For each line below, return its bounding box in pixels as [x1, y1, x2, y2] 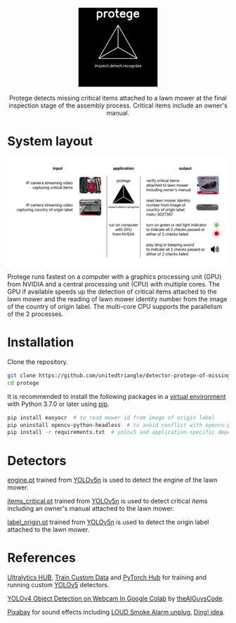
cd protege [7, 379, 39, 386]
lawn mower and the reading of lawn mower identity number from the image [7, 295, 228, 303]
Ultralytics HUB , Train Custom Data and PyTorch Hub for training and [7, 573, 207, 582]
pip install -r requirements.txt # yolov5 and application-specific [7, 429, 216, 436]
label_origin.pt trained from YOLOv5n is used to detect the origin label [7, 518, 209, 527]
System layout [7, 133, 93, 150]
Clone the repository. [7, 358, 68, 366]
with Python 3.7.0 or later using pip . [7, 400, 110, 408]
